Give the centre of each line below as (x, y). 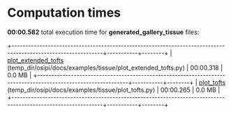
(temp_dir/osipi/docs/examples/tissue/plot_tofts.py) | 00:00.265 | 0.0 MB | (114, 90)
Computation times (64, 13)
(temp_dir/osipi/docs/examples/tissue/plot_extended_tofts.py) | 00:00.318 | (115, 67)
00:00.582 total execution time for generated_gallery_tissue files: (103, 32)
